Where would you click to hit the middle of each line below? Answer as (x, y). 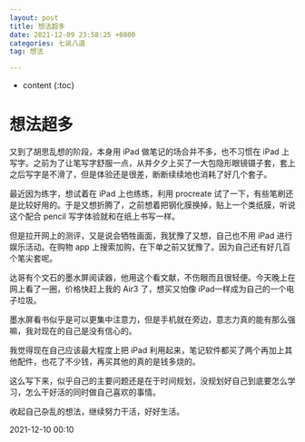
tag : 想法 (26, 52)
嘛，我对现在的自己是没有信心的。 (73, 331)
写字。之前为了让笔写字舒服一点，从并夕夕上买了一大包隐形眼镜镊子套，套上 (152, 163)
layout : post (34, 18)
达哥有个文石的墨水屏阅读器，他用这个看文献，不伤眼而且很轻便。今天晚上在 (152, 278)
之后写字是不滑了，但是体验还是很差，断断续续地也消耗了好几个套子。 (141, 174)
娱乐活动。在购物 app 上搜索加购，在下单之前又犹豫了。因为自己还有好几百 (150, 247)
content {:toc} (49, 85)
